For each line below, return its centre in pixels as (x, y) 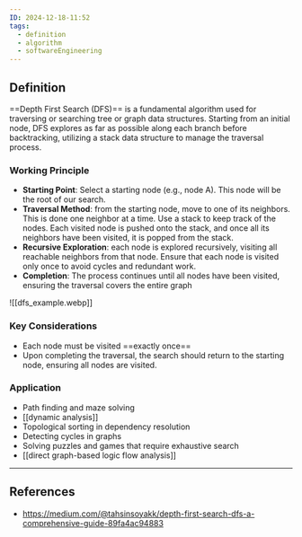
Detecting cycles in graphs (72, 436)
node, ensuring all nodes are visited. (89, 365)
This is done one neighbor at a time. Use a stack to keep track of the (149, 219)
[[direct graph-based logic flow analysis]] (99, 455)
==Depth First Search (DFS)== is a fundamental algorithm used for (133, 109)
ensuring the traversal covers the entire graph (107, 286)
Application (35, 388)
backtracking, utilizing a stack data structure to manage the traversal (137, 137)
